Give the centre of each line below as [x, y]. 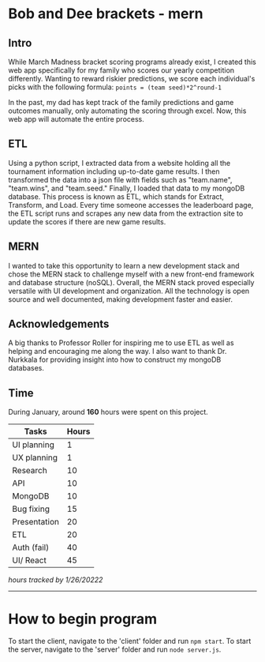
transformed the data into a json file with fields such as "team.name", [120, 179]
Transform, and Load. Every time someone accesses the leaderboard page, [131, 205]
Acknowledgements [59, 324]
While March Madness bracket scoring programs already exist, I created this [132, 62]
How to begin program [83, 619]
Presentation [35, 522]
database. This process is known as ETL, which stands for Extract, [116, 196]
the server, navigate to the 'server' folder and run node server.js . [115, 649]
